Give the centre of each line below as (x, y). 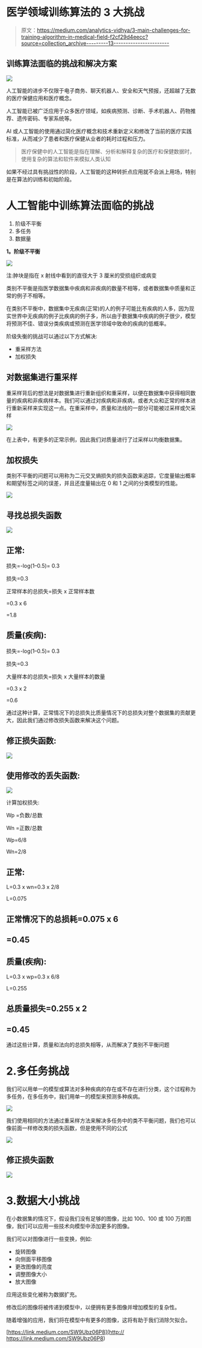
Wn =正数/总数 (24, 828)
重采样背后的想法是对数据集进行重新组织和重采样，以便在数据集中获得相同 (98, 393)
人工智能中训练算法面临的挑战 (80, 206)
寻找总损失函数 (34, 515)
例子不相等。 (32, 296)
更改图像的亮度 (33, 1266)
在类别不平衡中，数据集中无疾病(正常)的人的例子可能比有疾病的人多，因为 (98, 308)
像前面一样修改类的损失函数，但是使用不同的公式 (67, 1128)
